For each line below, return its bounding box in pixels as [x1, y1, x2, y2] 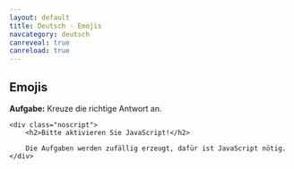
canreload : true [9, 46, 70, 55]
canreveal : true [9, 38, 70, 47]
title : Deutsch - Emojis [9, 21, 102, 30]
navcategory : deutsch [9, 30, 91, 38]
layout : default [9, 13, 70, 22]
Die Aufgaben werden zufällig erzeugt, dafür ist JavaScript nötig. [25, 144, 287, 153]
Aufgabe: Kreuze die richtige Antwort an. [9, 103, 162, 114]
